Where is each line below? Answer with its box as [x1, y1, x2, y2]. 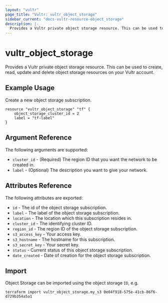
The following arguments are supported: [5, 146, 88, 152]
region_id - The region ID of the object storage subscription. [12, 225, 137, 231]
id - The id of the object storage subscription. [12, 204, 107, 210]
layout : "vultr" [5, 7, 39, 12]
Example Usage [5, 83, 55, 92]
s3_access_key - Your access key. [12, 231, 81, 237]
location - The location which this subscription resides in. [12, 215, 132, 221]
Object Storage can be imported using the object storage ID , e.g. [5, 280, 139, 286]
